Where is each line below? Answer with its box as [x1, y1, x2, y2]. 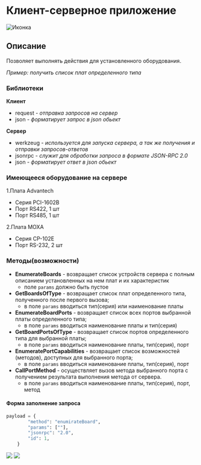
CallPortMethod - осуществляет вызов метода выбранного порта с [14, 367, 188, 374]
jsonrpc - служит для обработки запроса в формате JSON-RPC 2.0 [14, 152, 188, 159]
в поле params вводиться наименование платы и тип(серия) [23, 321, 178, 329]
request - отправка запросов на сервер [14, 109, 118, 117]
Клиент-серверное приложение [6, 4, 176, 18]
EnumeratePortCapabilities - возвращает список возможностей [14, 347, 180, 354]
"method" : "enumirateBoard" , [28, 418, 101, 425]
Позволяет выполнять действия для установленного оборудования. [6, 57, 182, 64]
